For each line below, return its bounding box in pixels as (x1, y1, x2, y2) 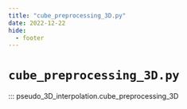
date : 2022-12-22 (8, 19, 66, 27)
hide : (8, 26, 26, 34)
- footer (15, 33, 45, 42)
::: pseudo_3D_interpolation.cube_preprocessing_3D (8, 91, 179, 101)
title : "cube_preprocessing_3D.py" (8, 11, 127, 20)
